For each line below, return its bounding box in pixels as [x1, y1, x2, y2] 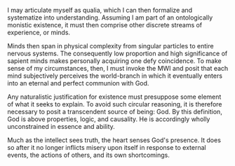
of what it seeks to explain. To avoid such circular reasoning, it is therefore [7, 100, 222, 108]
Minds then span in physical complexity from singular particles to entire [7, 42, 214, 50]
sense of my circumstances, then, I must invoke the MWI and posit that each [7, 64, 229, 72]
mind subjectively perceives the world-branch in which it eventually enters [7, 71, 223, 80]
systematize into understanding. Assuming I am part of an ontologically [7, 13, 213, 22]
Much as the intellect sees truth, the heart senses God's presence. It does [7, 136, 221, 144]
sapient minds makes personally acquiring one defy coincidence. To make [7, 57, 222, 65]
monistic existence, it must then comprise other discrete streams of [7, 21, 203, 29]
